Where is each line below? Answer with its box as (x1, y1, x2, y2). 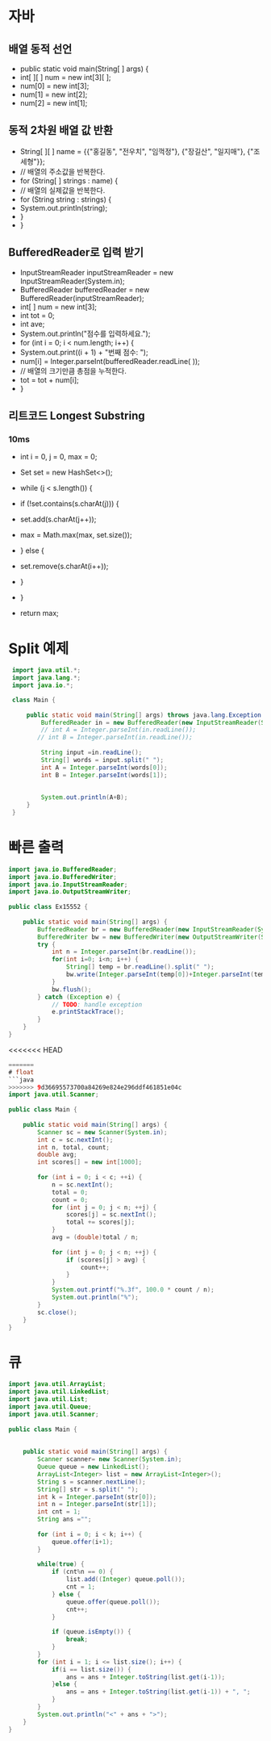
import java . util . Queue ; (8, 1403, 92, 1411)
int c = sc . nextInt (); (37, 1136, 114, 1144)
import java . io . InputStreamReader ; (8, 881, 128, 889)
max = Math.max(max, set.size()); (19, 530, 132, 540)
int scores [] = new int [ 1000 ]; (37, 1158, 143, 1166)
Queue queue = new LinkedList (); (37, 1463, 150, 1471)
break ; (65, 1635, 89, 1643)
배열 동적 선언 (8, 42, 73, 56)
